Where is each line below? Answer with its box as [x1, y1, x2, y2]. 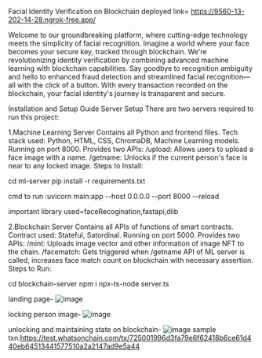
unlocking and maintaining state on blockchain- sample [8, 325, 217, 334]
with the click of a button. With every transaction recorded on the [16, 80, 228, 90]
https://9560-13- [191, 7, 245, 16]
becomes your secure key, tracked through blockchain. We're [8, 47, 207, 56]
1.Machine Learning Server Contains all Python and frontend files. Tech [8, 127, 238, 137]
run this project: [8, 113, 60, 121]
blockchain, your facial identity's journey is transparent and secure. [8, 89, 226, 98]
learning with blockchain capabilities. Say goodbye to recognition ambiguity [8, 64, 253, 73]
